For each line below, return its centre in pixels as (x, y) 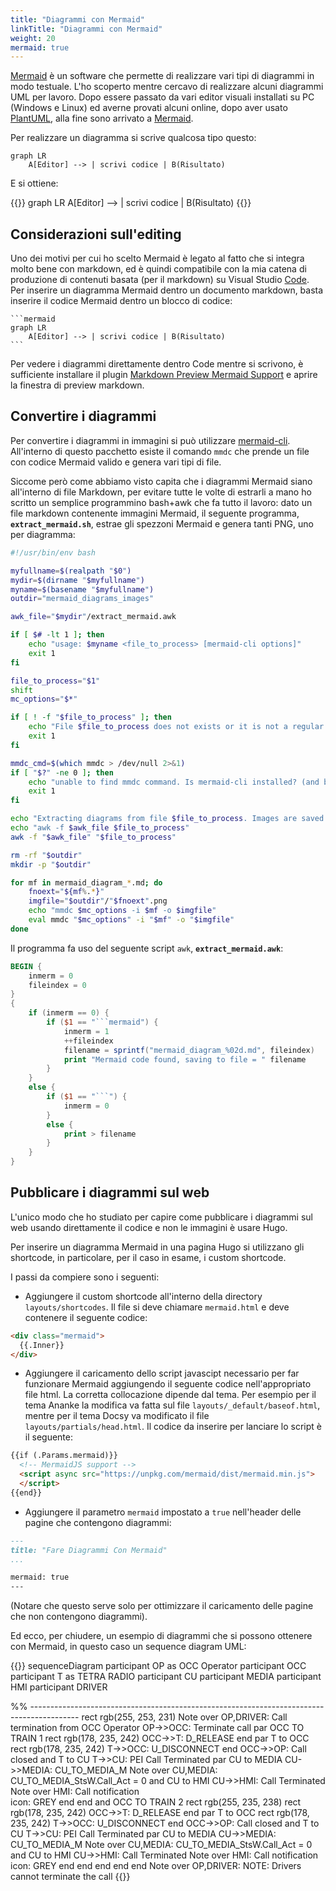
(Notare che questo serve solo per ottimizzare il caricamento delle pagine (162, 1606)
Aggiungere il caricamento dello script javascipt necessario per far (162, 1373)
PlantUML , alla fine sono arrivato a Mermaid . (102, 118)
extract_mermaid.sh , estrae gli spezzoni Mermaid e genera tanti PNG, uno (162, 523)
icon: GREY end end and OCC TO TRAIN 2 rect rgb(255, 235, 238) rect (156, 1802)
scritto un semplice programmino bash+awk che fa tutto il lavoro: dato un (161, 502)
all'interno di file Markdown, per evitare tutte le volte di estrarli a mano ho (161, 492)
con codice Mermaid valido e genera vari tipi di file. (116, 462)
